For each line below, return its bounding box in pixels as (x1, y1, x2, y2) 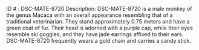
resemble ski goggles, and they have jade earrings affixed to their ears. (6, 31, 184, 38)
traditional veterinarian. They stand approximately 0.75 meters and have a (6, 18, 190, 25)
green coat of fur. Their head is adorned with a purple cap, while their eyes (6, 24, 194, 31)
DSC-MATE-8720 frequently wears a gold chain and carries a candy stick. (6, 37, 192, 44)
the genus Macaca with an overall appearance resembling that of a (6, 11, 173, 19)
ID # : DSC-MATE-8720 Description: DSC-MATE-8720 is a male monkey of (6, 5, 192, 12)
